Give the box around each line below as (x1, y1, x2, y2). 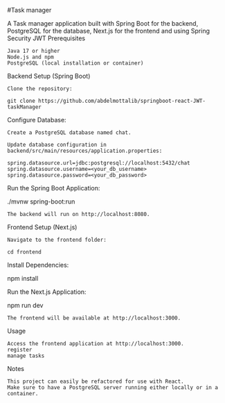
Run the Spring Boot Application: (7, 184, 100, 192)
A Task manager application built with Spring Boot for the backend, (7, 19, 199, 27)
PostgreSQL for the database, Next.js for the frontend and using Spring (7, 27, 210, 35)
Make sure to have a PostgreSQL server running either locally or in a (7, 384, 218, 391)
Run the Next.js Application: (7, 288, 87, 296)
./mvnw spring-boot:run (7, 197, 75, 206)
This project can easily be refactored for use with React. (7, 378, 185, 385)
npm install (7, 274, 39, 282)
